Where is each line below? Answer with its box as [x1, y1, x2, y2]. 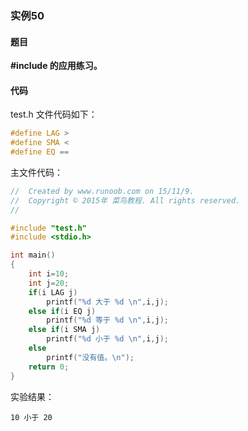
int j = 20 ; [28, 278, 70, 288]
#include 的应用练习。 [10, 60, 103, 72]
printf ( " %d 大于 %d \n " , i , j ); [46, 297, 170, 307]
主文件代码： [10, 166, 63, 178]
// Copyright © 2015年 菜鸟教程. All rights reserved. [10, 195, 241, 206]
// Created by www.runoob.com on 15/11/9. [10, 186, 195, 196]
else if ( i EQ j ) [28, 306, 97, 316]
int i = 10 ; [28, 269, 70, 279]
